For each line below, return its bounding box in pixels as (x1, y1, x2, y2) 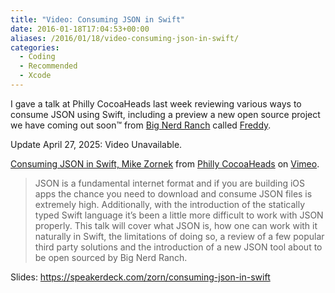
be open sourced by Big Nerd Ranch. (34, 251, 188, 263)
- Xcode (19, 71, 52, 81)
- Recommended (19, 61, 78, 71)
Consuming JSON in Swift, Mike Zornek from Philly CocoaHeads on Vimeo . (10, 157, 320, 170)
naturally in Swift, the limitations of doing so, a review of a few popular (34, 230, 325, 242)
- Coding (19, 52, 56, 62)
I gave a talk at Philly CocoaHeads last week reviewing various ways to (10, 97, 302, 110)
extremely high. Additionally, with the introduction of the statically (34, 198, 306, 210)
